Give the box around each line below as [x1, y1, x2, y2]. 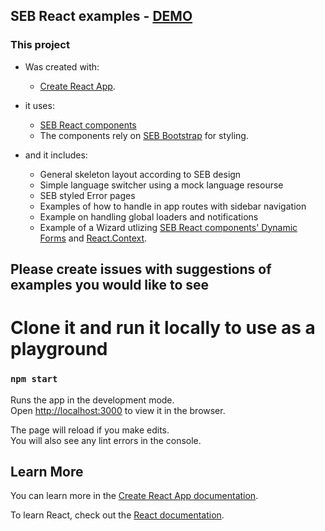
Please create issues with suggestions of [10, 261, 272, 278]
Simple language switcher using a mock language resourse [39, 179, 284, 191]
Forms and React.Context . [39, 232, 148, 244]
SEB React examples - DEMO [10, 8, 193, 25]
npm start [10, 374, 58, 385]
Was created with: [24, 60, 100, 73]
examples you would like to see [10, 277, 210, 294]
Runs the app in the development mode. [10, 394, 175, 406]
